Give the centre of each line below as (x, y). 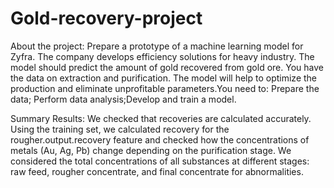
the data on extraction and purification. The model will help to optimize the (164, 78)
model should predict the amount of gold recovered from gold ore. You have (167, 67)
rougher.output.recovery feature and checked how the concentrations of (160, 139)
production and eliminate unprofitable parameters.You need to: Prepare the (165, 88)
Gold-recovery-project (106, 18)
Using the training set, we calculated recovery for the (120, 129)
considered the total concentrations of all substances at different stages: (160, 161)
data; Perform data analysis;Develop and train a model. (123, 99)
